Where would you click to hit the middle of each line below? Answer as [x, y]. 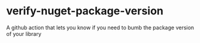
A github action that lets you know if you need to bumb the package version [100, 27]
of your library [24, 33]
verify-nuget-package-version [85, 11]
